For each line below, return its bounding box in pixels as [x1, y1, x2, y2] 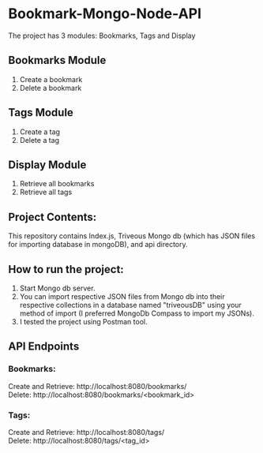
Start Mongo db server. [19, 283, 96, 293]
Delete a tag [19, 135, 60, 144]
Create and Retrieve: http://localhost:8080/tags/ [8, 427, 165, 436]
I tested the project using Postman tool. [19, 317, 148, 326]
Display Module [8, 158, 87, 171]
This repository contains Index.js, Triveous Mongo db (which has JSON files [8, 231, 255, 241]
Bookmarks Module [8, 54, 107, 67]
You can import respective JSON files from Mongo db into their [19, 292, 225, 301]
